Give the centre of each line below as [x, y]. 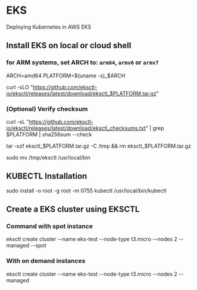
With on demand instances [46, 261]
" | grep [155, 128]
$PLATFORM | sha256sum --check [49, 134]
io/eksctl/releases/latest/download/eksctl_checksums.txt [76, 128]
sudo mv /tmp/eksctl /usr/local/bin [49, 157]
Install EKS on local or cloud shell [69, 46]
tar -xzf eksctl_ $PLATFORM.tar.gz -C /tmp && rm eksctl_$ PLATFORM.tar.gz [99, 146]
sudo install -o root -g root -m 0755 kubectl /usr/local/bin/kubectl [86, 191]
